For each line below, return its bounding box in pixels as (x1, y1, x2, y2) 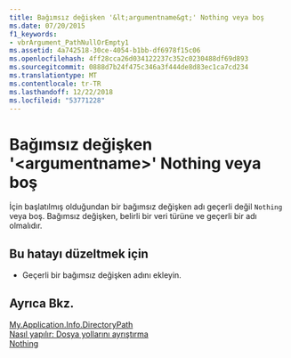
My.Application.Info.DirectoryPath (9, 319, 133, 330)
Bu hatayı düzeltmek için (9, 246, 149, 261)
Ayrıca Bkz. (9, 296, 75, 311)
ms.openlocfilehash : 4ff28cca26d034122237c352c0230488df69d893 (9, 54, 249, 63)
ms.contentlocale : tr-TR (9, 79, 101, 88)
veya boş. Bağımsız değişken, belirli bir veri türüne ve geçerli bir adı (9, 211, 257, 222)
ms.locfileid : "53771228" (9, 95, 105, 105)
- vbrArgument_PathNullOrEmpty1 (9, 37, 129, 47)
